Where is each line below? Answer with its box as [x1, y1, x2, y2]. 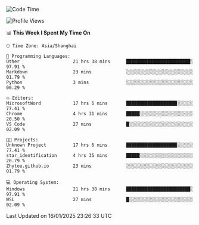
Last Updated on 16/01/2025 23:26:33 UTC [6, 212, 112, 219]
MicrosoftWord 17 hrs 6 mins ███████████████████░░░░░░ [6, 100, 194, 106]
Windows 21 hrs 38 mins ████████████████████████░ [6, 186, 194, 192]
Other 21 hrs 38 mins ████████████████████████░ [6, 58, 194, 64]
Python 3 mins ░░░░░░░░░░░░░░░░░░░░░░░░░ [6, 79, 194, 85]
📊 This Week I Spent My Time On [6, 29, 91, 36]
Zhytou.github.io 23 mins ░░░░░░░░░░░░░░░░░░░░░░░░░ [6, 163, 194, 169]
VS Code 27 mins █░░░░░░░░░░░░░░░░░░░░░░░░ [6, 121, 194, 127]
